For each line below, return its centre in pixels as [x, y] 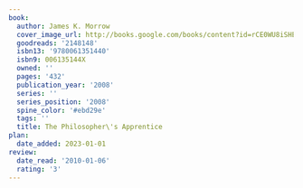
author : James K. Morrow [63, 26]
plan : [19, 136]
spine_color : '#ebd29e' [61, 110]
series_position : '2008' [63, 102]
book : [19, 18]
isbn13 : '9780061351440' [63, 52]
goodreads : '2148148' [57, 43]
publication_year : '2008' [66, 85]
